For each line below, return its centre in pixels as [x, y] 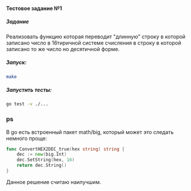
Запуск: [16, 62]
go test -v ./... [27, 104]
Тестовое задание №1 [34, 8]
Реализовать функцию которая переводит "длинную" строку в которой [96, 36]
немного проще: [26, 138]
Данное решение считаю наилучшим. [54, 182]
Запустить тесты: [29, 90]
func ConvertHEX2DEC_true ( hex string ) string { [66, 149]
